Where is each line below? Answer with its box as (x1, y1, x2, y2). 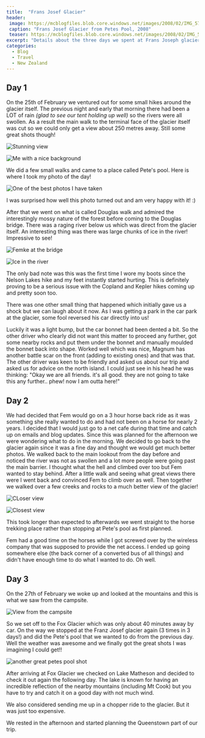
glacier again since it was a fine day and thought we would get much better (6, 444, 195, 451)
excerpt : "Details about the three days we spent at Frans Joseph (6, 37, 179, 43)
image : (9, 20, 26, 26)
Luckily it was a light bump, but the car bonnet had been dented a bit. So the (6, 326, 198, 333)
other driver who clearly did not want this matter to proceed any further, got (6, 332, 197, 340)
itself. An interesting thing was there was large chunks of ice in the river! (6, 228, 188, 235)
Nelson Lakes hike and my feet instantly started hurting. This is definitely (6, 276, 189, 284)
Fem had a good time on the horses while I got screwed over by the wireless (6, 537, 198, 544)
